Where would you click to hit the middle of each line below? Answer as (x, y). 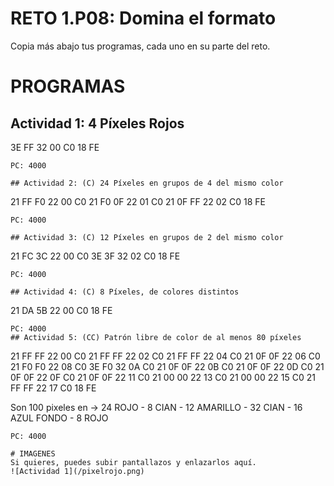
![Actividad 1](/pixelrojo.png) (77, 471)
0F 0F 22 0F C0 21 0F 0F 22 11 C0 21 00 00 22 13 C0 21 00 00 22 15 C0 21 (163, 377)
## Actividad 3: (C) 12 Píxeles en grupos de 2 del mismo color (147, 237)
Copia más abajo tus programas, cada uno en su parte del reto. (140, 46)
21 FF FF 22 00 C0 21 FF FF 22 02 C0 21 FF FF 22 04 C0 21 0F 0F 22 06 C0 (165, 356)
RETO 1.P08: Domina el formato (143, 18)
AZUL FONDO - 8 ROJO (59, 418)
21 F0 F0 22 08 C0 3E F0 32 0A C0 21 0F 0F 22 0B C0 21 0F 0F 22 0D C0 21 (167, 366)
